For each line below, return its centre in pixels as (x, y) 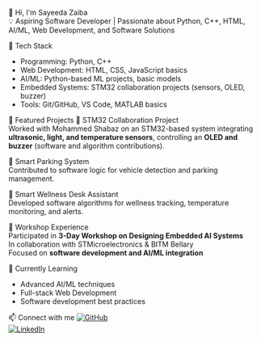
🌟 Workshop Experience (48, 227)
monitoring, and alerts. (46, 211)
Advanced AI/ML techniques (67, 284)
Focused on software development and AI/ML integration (106, 253)
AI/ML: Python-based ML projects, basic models (101, 78)
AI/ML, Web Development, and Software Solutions (92, 30)
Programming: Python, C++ (65, 61)
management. (32, 179)
